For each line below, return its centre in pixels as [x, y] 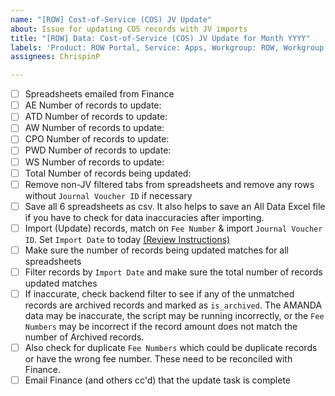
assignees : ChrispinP [55, 57]
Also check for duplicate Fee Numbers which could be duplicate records [171, 347]
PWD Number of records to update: [98, 150]
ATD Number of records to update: [96, 117]
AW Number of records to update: [94, 128]
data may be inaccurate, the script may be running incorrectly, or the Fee [174, 315]
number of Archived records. [84, 337]
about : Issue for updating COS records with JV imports [129, 29]
